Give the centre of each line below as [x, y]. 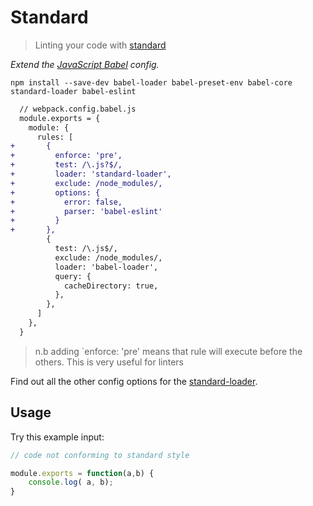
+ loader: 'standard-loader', [91, 174]
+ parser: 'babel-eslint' [86, 211]
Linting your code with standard [100, 45]
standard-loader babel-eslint [73, 91]
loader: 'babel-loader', [106, 267]
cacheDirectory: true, [111, 286]
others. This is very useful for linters [109, 362]
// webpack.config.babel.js [78, 109]
